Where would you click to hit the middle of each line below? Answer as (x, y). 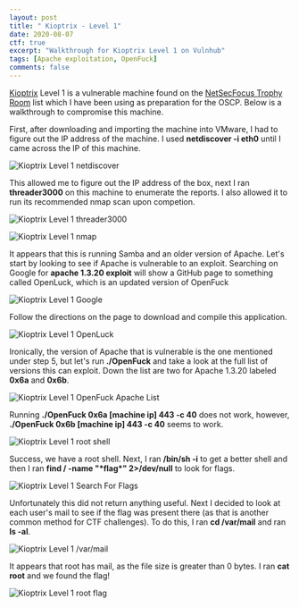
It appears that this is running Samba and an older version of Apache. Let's (147, 253)
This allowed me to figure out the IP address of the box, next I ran (129, 182)
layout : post (33, 17)
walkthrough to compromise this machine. (87, 112)
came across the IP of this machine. (75, 148)
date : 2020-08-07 (42, 34)
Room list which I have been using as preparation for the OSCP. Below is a (145, 102)
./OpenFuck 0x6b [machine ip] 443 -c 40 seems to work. (116, 424)
